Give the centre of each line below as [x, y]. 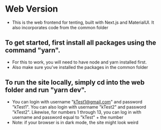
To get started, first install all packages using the [81, 43]
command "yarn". [33, 50]
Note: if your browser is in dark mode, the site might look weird [75, 122]
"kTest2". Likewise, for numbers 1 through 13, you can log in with [77, 112]
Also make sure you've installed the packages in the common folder [80, 67]
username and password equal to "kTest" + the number [68, 117]
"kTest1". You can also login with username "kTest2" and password [79, 107]
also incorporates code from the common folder [60, 27]
